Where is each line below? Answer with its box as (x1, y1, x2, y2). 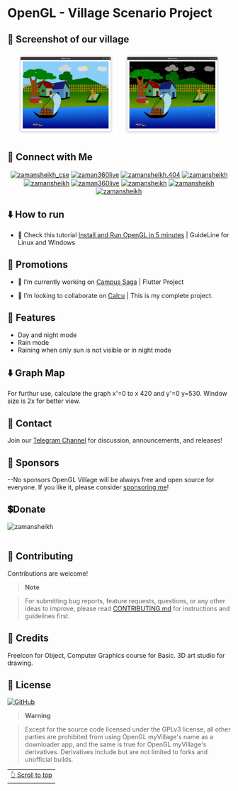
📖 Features (7, 312, 56, 324)
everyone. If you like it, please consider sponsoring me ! (7, 483, 169, 491)
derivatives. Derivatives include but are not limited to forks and (24, 748, 208, 756)
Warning (24, 712, 51, 720)
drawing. (7, 659, 33, 667)
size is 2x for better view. (7, 397, 81, 405)
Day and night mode (17, 331, 77, 339)
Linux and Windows (17, 239, 76, 246)
